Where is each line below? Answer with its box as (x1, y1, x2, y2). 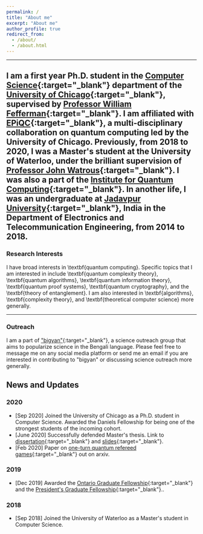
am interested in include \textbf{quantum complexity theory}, (6, 270, 158, 277)
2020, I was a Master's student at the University (6, 147, 192, 157)
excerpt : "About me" (6, 20, 59, 26)
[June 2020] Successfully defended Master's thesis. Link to (14, 431, 164, 438)
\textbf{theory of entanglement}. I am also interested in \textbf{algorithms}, (6, 289, 194, 297)
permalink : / (6, 8, 39, 15)
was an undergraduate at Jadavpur (6, 194, 141, 204)
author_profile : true (6, 25, 61, 32)
